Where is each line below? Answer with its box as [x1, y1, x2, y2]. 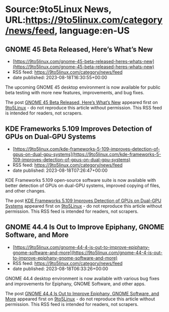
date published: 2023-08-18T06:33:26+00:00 [12, 266, 108, 272]
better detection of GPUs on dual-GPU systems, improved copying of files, [5, 182, 160, 189]
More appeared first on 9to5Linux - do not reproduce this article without [5, 296, 155, 302]
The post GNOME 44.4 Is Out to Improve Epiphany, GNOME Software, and [5, 290, 159, 296]
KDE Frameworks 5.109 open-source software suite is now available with [5, 177, 156, 183]
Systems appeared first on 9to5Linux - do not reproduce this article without [5, 203, 162, 209]
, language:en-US [54, 25, 130, 36]
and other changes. [5, 188, 46, 194]
